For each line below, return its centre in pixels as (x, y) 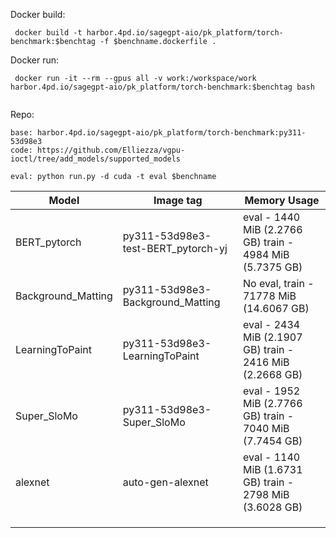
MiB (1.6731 (272, 469)
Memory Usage (282, 200)
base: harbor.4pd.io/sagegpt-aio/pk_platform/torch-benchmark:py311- (158, 133)
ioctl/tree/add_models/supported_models (96, 159)
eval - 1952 (271, 391)
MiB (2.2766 (272, 229)
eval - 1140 (271, 457)
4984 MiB (266, 254)
